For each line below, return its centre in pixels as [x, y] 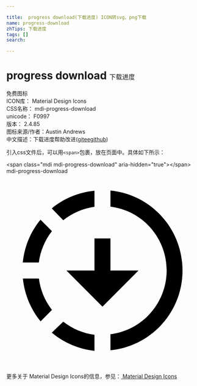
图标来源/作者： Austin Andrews [46, 132]
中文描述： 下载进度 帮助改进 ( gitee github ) [57, 139]
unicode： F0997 [28, 116]
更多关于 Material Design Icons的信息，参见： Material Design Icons [92, 376]
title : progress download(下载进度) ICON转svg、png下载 [77, 17]
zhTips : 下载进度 [27, 29]
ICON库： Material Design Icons [46, 101]
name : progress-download [38, 23]
